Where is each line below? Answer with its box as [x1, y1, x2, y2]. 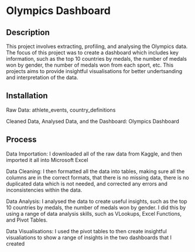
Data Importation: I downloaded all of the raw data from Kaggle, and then [6, 150, 183, 157]
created [6, 240, 25, 247]
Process [6, 134, 37, 144]
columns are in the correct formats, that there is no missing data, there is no [6, 174, 189, 181]
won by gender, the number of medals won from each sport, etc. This [6, 61, 174, 68]
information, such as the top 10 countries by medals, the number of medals [6, 56, 187, 62]
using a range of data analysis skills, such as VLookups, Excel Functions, [6, 210, 182, 217]
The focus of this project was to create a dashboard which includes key [6, 49, 179, 56]
